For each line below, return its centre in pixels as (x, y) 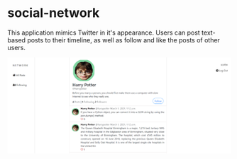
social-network (54, 13)
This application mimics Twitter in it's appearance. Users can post (104, 33)
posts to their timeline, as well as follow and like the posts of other (123, 40)
